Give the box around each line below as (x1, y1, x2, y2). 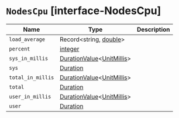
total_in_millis (9, 74, 54, 80)
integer (59, 45, 80, 53)
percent (9, 45, 30, 52)
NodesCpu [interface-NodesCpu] (6, 4, 161, 18)
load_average (9, 36, 46, 42)
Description (136, 25, 171, 33)
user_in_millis (9, 93, 51, 100)
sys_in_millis (9, 55, 49, 62)
